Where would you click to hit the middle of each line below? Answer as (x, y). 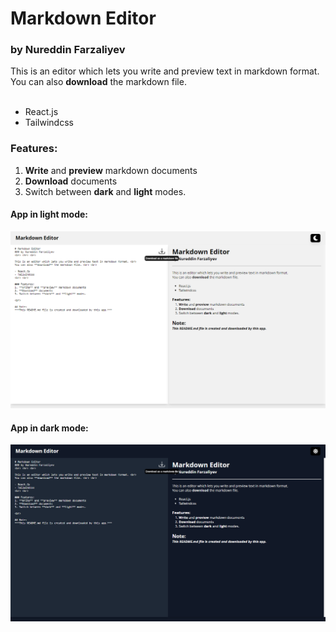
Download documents (71, 181)
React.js (41, 112)
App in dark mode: (49, 428)
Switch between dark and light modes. (105, 191)
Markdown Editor (83, 18)
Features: (34, 149)
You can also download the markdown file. (98, 82)
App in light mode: (49, 214)
